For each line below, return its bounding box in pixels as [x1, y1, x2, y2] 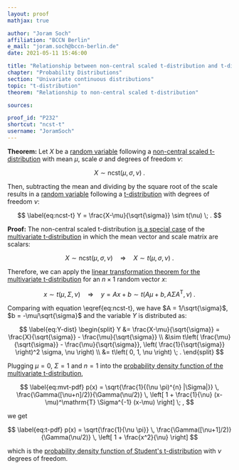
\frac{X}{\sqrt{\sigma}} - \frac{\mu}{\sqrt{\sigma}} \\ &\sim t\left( [8, 332, 199, 341]
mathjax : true [7, 17, 50, 24]
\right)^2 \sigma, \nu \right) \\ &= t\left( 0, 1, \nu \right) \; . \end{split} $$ [15, 347, 224, 356]
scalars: [7, 239, 31, 248]
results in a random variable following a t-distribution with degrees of [7, 190, 210, 198]
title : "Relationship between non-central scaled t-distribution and [7, 62, 218, 70]
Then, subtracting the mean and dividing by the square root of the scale [7, 182, 218, 190]
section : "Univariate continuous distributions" [7, 75, 154, 82]
